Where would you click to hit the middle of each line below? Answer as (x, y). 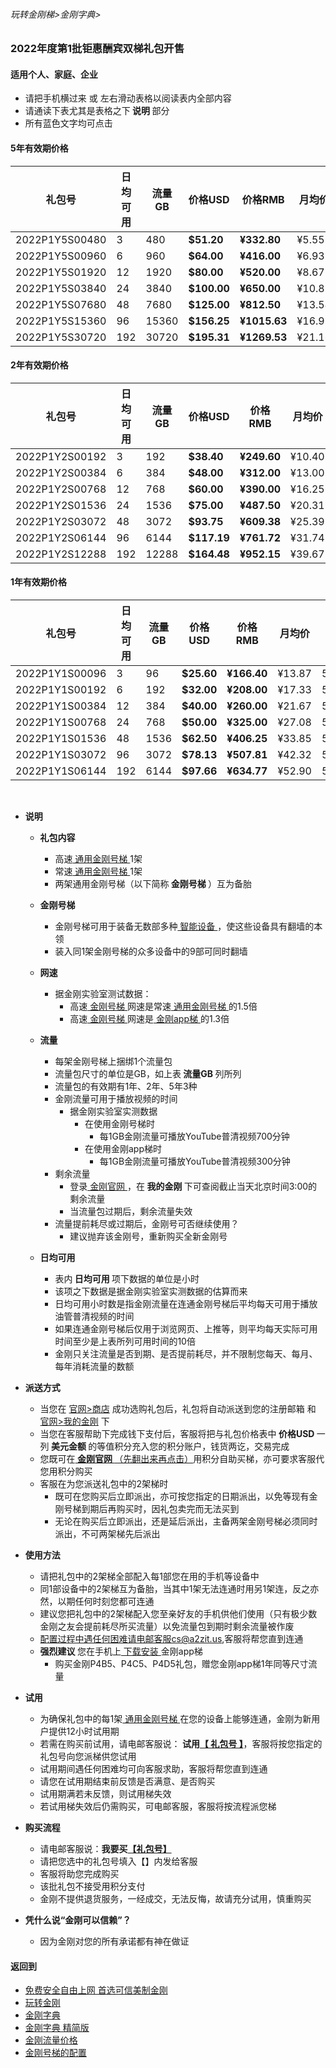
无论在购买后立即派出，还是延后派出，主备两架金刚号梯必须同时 (186, 1521)
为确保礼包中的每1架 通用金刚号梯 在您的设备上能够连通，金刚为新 (175, 1719)
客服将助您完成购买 (79, 1874)
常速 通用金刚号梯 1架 (98, 871)
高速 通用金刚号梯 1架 (98, 859)
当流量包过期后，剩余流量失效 (131, 1211)
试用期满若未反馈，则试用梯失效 (105, 1794)
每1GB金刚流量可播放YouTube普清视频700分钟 (194, 1136)
